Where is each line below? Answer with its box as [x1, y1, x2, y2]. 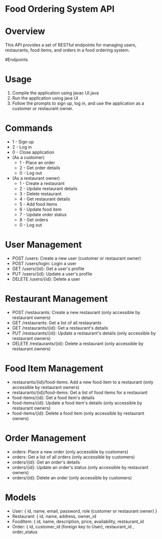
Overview [5, 26, 45, 37]
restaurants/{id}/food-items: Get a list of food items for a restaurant [12, 389, 148, 395]
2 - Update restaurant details [19, 186, 78, 191]
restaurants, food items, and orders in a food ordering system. [5, 47, 130, 53]
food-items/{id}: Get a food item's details [12, 395, 95, 401]
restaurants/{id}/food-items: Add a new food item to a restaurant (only [12, 379, 154, 385]
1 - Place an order [19, 160, 55, 165]
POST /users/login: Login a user [12, 260, 77, 266]
